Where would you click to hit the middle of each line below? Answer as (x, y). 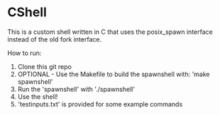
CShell (27, 12)
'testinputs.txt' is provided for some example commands (100, 104)
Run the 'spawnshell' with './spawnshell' (76, 89)
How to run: (24, 53)
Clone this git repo (45, 66)
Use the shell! (38, 97)
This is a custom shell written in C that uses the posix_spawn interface (110, 32)
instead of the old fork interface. (54, 39)
